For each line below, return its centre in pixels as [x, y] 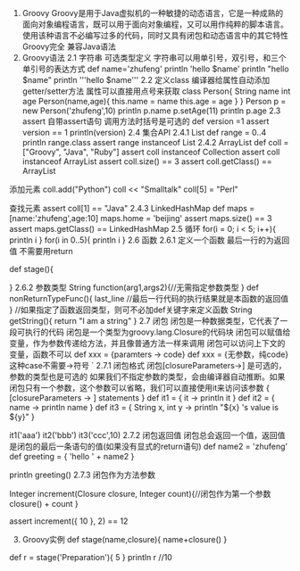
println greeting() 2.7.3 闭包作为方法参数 [83, 475]
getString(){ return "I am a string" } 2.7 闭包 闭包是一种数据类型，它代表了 [145, 321]
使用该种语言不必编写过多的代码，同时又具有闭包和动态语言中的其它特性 [155, 35]
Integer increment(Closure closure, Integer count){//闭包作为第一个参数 [140, 494]
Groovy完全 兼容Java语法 [69, 46]
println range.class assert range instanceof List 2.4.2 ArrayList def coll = [155, 142]
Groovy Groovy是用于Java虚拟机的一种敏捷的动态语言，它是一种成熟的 [153, 13]
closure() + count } [44, 504]
